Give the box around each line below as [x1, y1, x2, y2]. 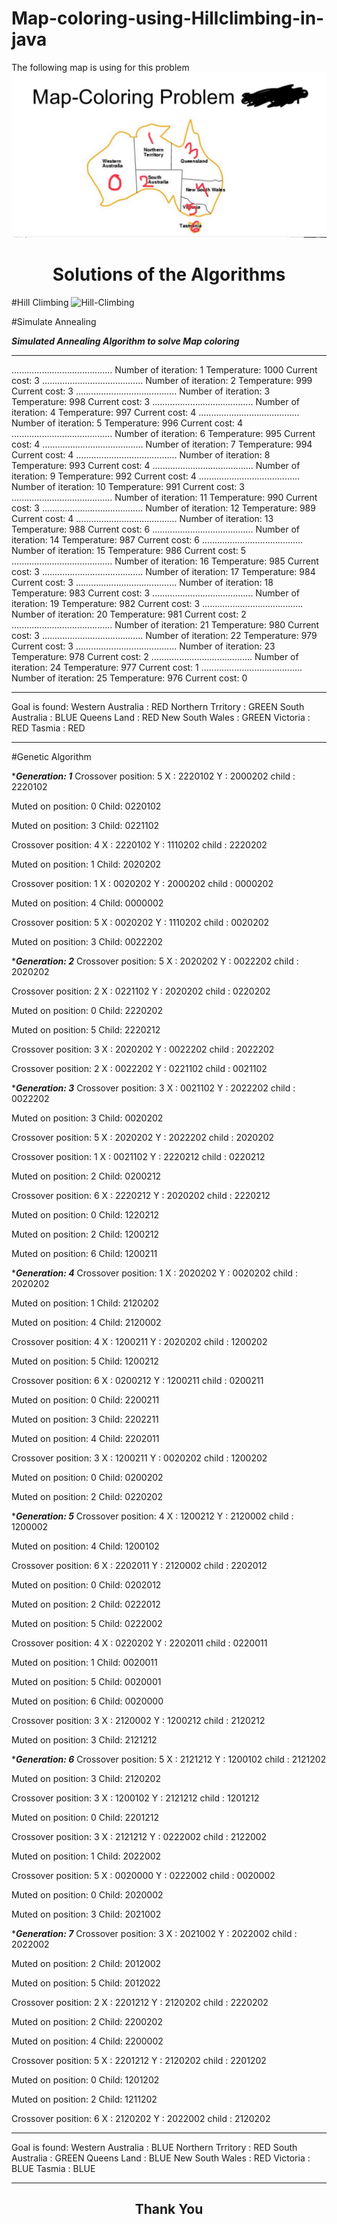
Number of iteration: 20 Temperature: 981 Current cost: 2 [11, 608, 247, 620]
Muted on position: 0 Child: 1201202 [11, 2073, 160, 2086]
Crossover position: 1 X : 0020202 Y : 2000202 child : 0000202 [11, 877, 274, 889]
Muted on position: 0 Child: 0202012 [11, 1578, 162, 1591]
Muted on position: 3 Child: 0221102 [11, 819, 160, 831]
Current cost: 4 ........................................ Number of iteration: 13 [11, 512, 274, 524]
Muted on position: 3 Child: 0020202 [11, 1112, 164, 1124]
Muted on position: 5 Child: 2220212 [11, 1023, 161, 1036]
